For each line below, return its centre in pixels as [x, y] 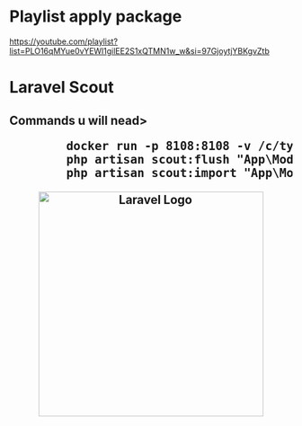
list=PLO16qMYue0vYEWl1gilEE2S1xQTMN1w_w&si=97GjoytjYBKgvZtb [139, 50]
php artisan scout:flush [148, 160]
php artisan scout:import [151, 173]
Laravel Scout [62, 88]
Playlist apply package [96, 17]
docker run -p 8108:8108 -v [159, 146]
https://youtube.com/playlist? [64, 41]
